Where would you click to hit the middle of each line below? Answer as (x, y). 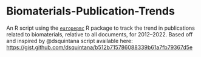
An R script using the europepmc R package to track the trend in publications (101, 28)
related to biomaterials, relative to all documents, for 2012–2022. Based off (100, 34)
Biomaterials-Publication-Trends (90, 11)
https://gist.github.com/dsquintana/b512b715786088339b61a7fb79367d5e (100, 47)
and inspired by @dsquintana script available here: (70, 41)
